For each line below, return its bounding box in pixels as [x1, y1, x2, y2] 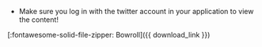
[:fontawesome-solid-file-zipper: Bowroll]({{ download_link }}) [7, 31, 211, 39]
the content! [18, 15, 59, 24]
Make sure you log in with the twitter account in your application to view [18, 7, 254, 16]
